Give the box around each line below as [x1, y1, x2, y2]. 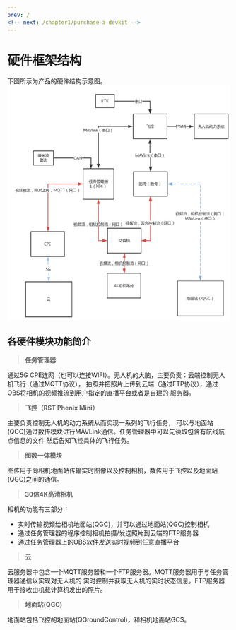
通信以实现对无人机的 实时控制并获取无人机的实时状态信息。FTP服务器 [19, 576, 225, 585]
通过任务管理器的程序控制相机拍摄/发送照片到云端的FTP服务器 [17, 528, 199, 537]
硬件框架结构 [7, 52, 83, 69]
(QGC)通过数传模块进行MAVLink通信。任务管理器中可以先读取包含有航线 [7, 427, 219, 436]
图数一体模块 [24, 451, 62, 459]
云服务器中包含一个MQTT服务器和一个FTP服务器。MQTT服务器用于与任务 [7, 567, 223, 576]
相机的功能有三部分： [7, 505, 69, 513]
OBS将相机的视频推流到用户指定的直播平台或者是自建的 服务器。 [7, 388, 196, 397]
